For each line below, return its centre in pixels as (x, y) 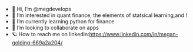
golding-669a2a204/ (37, 43)
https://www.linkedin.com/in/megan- (134, 34)
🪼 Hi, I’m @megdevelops (41, 9)
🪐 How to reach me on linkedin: (50, 34)
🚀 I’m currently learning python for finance (63, 21)
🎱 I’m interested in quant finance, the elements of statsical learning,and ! (99, 15)
